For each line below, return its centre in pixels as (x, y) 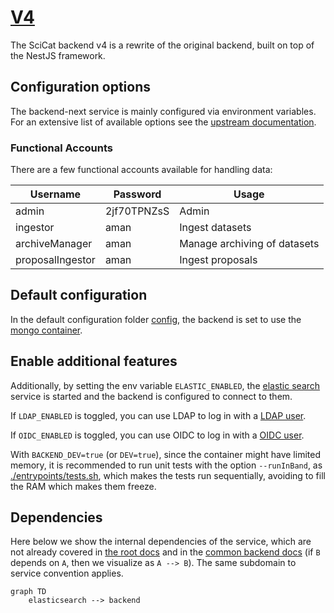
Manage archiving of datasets (249, 244)
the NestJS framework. (58, 55)
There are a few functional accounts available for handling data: (141, 170)
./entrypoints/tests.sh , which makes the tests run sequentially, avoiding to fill (168, 475)
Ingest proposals (218, 260)
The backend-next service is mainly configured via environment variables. (163, 111)
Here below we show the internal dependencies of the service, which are (161, 542)
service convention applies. (67, 573)
